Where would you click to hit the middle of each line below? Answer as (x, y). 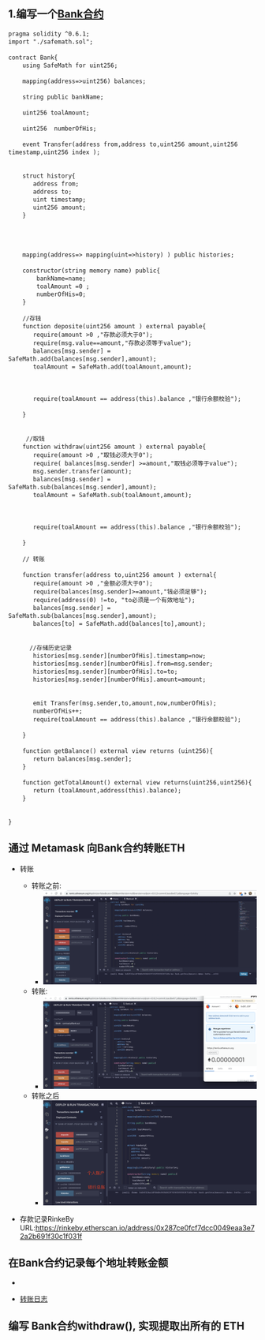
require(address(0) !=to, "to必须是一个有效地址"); (114, 600)
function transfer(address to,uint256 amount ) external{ (119, 575)
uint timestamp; (60, 200)
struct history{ (49, 176)
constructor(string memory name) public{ (91, 271)
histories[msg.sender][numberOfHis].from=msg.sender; (123, 664)
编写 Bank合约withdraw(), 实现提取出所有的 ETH (126, 1325)
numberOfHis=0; (62, 294)
